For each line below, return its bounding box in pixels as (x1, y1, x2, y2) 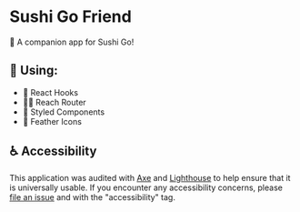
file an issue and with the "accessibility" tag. (9, 191, 175, 202)
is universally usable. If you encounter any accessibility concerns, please (9, 182, 284, 193)
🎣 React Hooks (22, 86, 79, 97)
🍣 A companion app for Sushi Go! (9, 36, 135, 47)
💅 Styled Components (22, 106, 105, 117)
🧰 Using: (9, 63, 58, 78)
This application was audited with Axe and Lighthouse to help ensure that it (9, 172, 291, 183)
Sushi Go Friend (9, 6, 132, 27)
